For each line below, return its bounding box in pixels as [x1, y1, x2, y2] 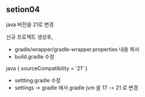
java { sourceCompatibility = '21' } [6, 64, 88, 72]
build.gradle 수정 [14, 53, 54, 60]
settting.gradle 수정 [14, 77, 61, 84]
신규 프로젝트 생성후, [6, 33, 53, 40]
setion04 [6, 5, 40, 15]
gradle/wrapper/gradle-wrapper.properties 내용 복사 [14, 46, 140, 53]
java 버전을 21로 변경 [6, 20, 54, 28]
